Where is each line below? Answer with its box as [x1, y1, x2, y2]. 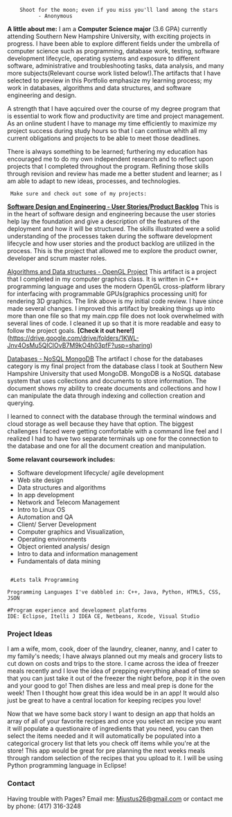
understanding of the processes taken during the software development [7, 232, 213, 240]
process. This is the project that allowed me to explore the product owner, [7, 247, 218, 255]
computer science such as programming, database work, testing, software [7, 47, 220, 55]
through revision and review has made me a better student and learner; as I [7, 170, 222, 178]
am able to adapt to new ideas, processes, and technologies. [7, 177, 181, 185]
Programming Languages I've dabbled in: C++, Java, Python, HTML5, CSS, [7, 589, 222, 596]
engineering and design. [7, 91, 77, 99]
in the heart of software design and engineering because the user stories [7, 210, 216, 218]
